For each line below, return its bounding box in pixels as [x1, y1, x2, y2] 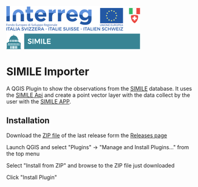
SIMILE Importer [6, 65, 89, 79]
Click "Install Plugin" [6, 174, 58, 181]
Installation [6, 116, 50, 126]
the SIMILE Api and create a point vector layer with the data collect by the [6, 91, 190, 99]
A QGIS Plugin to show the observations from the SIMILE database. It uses [6, 85, 193, 92]
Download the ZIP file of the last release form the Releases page [6, 132, 168, 139]
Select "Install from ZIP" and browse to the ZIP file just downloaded [6, 161, 175, 169]
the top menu [6, 150, 40, 157]
